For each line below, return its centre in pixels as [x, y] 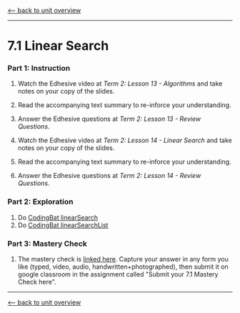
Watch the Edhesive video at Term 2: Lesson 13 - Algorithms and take [120, 84]
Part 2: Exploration [40, 202]
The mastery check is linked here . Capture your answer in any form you [123, 259]
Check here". [37, 282]
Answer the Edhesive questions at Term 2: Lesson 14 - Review [109, 176]
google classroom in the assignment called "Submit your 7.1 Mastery [118, 274]
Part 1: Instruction [39, 69]
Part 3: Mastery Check [47, 244]
